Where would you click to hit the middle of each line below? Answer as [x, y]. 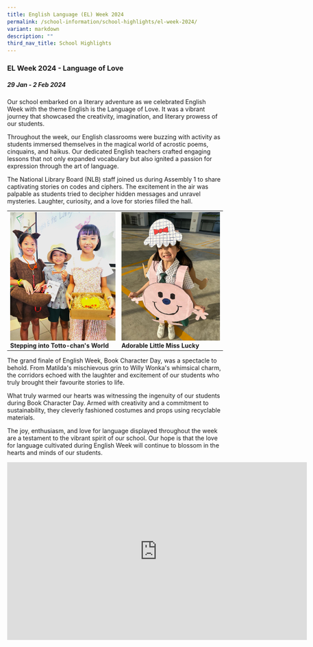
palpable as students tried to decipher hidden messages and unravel [104, 194]
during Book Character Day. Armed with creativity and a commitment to [108, 403]
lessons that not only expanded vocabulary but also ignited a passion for [110, 159]
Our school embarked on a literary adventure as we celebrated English [107, 102]
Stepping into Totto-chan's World [60, 345]
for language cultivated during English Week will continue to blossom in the [113, 445]
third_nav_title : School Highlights [59, 44]
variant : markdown [33, 29]
